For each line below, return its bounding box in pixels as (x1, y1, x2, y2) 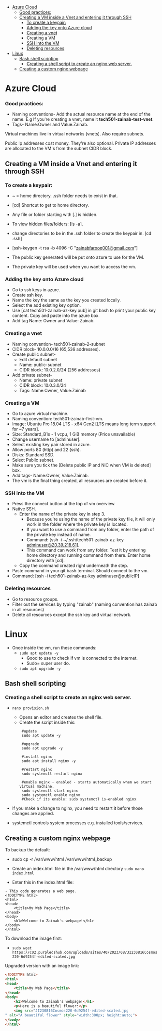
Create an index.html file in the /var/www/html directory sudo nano (12, 866, 144, 872)
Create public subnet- (12, 351, 56, 357)
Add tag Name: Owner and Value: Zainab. (12, 318, 95, 324)
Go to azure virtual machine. (12, 411, 69, 416)
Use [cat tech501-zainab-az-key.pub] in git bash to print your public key (12, 308, 156, 314)
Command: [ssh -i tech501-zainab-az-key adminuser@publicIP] (12, 573, 139, 579)
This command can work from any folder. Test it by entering (26, 547, 146, 553)
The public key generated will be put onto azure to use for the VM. (12, 254, 145, 260)
